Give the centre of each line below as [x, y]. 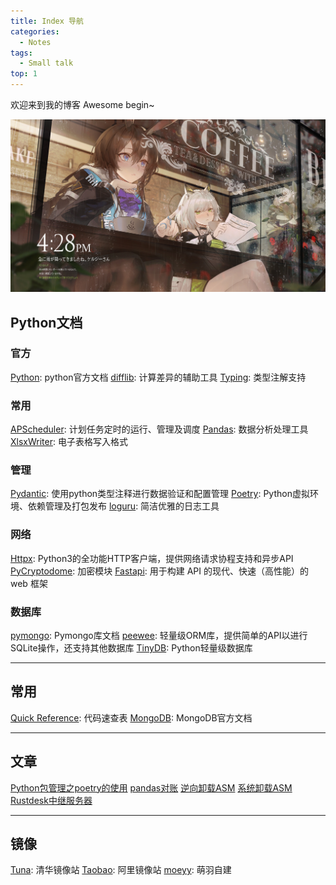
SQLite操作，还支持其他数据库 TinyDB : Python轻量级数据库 [131, 647]
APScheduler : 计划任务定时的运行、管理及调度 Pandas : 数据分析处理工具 [159, 429]
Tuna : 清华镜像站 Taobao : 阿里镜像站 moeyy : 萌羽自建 [121, 870]
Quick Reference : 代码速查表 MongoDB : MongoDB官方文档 [131, 717]
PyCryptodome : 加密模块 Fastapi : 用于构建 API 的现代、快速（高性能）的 [159, 571]
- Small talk [46, 63]
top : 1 [24, 74]
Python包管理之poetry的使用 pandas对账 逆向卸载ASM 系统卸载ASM [151, 787]
